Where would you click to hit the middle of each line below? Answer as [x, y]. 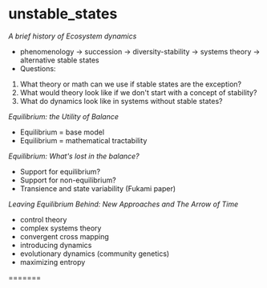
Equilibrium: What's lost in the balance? [74, 156]
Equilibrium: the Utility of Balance [63, 116]
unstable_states [63, 14]
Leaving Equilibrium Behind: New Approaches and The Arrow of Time [123, 204]
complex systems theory [61, 228]
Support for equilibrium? [60, 171]
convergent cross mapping [65, 236]
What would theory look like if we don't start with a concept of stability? [138, 92]
